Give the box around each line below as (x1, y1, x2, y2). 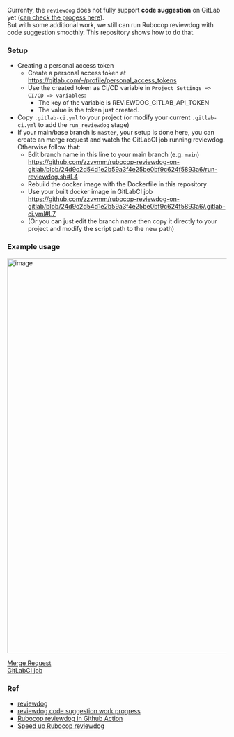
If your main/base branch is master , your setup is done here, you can (17, 128, 214, 137)
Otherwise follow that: (17, 143, 81, 151)
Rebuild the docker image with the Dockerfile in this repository (27, 180, 208, 188)
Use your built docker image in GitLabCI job (27, 188, 153, 196)
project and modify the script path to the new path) (27, 225, 175, 233)
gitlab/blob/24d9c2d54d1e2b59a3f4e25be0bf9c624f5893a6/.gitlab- (27, 202, 226, 211)
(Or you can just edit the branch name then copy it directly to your (27, 217, 217, 225)
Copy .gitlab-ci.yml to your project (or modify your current (17, 113, 191, 121)
